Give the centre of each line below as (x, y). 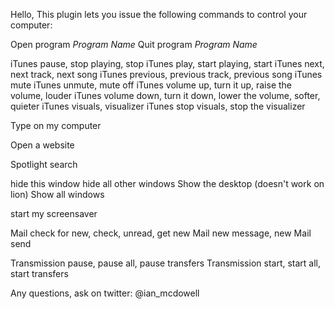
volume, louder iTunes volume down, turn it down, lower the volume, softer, (165, 95)
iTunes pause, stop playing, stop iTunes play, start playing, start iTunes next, (167, 63)
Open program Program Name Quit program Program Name (134, 44)
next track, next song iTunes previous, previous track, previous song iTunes (166, 74)
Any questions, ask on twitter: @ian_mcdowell (105, 293)
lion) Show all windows (57, 194)
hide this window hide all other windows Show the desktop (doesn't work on (167, 183)
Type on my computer (56, 125)
